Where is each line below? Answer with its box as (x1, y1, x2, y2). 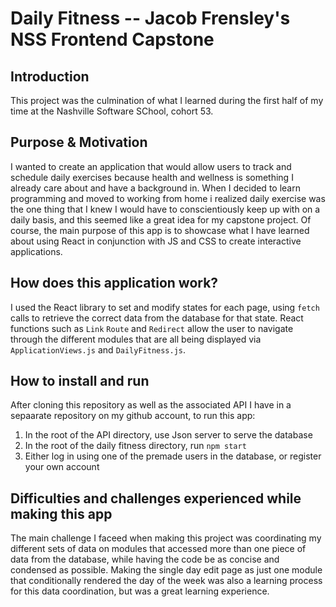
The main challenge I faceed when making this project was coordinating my (10, 532, 322, 544)
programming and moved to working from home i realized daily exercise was (10, 192, 326, 204)
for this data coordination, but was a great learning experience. (10, 585, 270, 597)
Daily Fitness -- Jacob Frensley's (10, 7, 291, 30)
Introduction (10, 68, 90, 85)
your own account (24, 461, 100, 473)
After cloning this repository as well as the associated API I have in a (10, 399, 292, 411)
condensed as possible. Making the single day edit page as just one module (10, 564, 323, 576)
